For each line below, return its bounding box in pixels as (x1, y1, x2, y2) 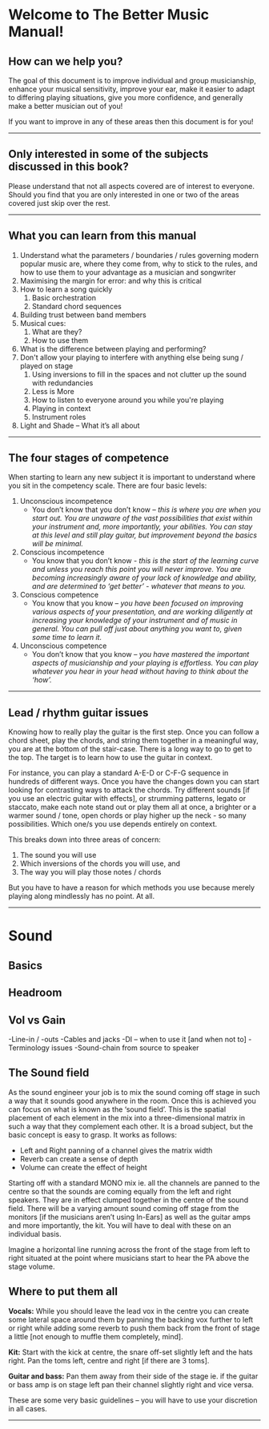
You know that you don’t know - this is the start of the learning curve (31, 556, 259, 566)
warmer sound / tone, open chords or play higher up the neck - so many (8, 811, 247, 820)
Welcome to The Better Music (8, 6, 210, 24)
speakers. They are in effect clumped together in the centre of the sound (8, 1195, 249, 1205)
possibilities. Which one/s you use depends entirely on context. (8, 819, 218, 829)
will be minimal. (31, 539, 84, 549)
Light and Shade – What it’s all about (19, 421, 140, 430)
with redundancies (31, 378, 94, 388)
